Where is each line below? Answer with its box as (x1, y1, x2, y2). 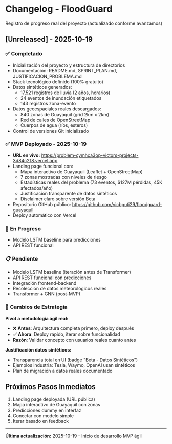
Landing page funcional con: (12, 163, 73, 169)
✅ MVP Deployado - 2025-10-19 (5, 140, 87, 147)
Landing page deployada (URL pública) (12, 396, 96, 402)
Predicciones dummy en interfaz (12, 407, 82, 413)
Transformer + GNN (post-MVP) (12, 291, 81, 297)
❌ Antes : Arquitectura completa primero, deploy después (12, 325, 134, 331)
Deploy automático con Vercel (12, 212, 77, 218)
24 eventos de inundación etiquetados (20, 95, 102, 101)
